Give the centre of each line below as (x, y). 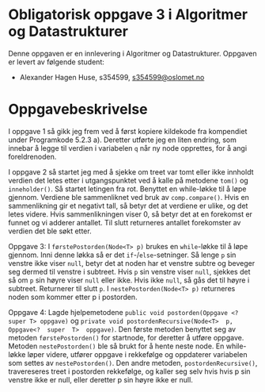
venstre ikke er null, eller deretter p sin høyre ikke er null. (101, 379)
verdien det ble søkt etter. (50, 231)
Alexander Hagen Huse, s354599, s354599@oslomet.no (112, 77)
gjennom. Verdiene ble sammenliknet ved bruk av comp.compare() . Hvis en (129, 197)
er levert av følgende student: (56, 62)
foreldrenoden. (32, 156)
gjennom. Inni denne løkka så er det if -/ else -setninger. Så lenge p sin (122, 255)
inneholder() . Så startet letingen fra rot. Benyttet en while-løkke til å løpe (127, 189)
